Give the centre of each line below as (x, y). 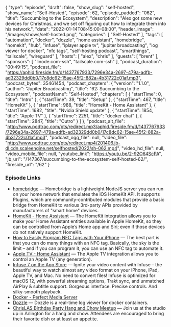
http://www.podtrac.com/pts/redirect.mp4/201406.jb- (64, 143)
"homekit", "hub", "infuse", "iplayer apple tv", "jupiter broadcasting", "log (82, 45)
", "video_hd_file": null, (141, 148)
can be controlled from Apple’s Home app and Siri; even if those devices (89, 227)
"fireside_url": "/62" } (28, 165)
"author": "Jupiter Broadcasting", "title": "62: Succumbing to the (72, 89)
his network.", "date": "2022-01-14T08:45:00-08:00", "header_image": (80, 29)
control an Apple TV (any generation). (52, 259)
